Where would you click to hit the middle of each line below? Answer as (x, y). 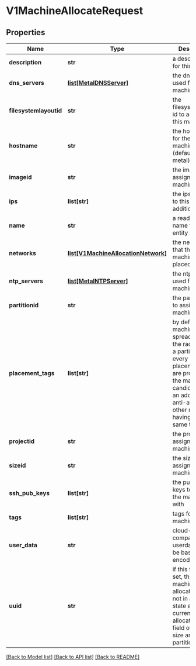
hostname (23, 146)
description (25, 62)
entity (180, 233)
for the (181, 138)
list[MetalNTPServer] (98, 281)
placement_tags (32, 373)
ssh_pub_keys (29, 493)
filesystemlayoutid (36, 111)
